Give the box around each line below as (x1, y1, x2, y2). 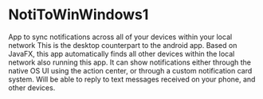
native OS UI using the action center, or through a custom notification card (8, 65, 253, 75)
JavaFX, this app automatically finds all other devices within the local (8, 49, 235, 58)
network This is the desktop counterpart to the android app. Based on (8, 40, 237, 49)
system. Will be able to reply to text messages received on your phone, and (8, 74, 256, 84)
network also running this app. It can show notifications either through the (8, 57, 251, 67)
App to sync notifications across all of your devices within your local (8, 32, 233, 42)
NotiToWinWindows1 (8, 6, 149, 24)
